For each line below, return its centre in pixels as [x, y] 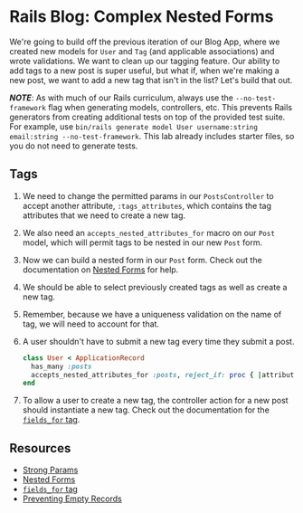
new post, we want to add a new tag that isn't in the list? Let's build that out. [151, 80]
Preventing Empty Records [72, 499]
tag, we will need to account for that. [91, 324]
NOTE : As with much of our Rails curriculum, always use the [121, 98]
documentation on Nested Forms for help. [100, 270]
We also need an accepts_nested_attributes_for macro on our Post [149, 233]
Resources [40, 448]
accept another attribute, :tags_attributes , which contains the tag [147, 205]
